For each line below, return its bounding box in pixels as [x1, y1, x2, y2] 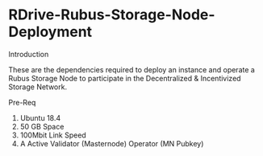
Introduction [8, 49, 49, 59]
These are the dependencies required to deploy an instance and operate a [8, 64, 256, 74]
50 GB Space [19, 121, 65, 131]
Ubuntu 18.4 [19, 113, 61, 122]
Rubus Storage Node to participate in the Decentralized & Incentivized [8, 73, 241, 83]
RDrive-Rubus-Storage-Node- [8, 6, 215, 24]
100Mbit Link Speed [19, 130, 86, 140]
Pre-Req [8, 97, 36, 107]
